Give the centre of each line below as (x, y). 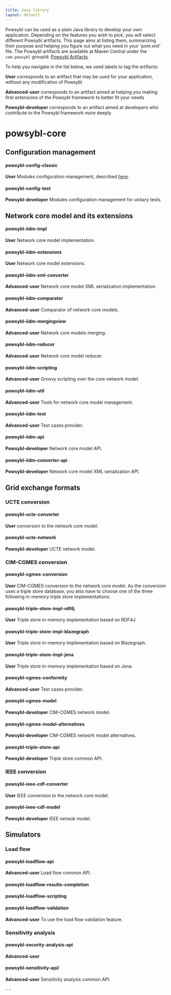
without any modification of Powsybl (44, 82)
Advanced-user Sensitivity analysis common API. (58, 979)
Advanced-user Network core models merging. (56, 333)
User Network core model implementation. (50, 240)
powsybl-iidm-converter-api (36, 460)
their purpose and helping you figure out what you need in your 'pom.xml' (83, 46)
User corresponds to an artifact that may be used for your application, (79, 76)
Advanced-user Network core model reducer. (54, 356)
